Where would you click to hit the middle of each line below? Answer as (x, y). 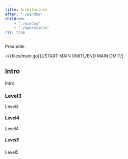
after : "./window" (24, 14)
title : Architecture (26, 10)
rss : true (15, 32)
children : (15, 19)
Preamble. (15, 46)
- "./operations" (32, 28)
